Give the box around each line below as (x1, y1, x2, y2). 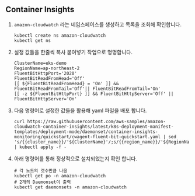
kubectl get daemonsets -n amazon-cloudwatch (13, 184, 127, 190)
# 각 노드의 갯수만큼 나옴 (13, 167, 68, 174)
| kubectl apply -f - (13, 144, 67, 150)
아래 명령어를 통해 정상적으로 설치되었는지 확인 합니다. (13, 155, 138, 162)
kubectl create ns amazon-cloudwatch (13, 32, 106, 38)
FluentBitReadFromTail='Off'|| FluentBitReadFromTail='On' (13, 86, 161, 92)
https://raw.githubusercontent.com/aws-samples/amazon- (27, 118, 166, 124)
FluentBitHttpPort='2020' (13, 70, 77, 76)
